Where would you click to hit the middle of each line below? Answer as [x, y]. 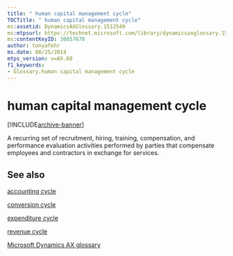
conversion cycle [32, 205]
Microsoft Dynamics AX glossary [54, 245]
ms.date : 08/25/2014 [37, 53]
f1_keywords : [26, 65]
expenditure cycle [33, 218]
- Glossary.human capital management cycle [71, 71]
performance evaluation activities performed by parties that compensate [111, 145]
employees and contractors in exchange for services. [83, 153]
